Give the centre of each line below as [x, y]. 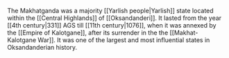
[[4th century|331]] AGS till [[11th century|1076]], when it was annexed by [112, 25]
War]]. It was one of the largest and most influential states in [124, 40]
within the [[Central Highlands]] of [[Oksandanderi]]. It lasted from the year [114, 18]
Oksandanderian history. [42, 47]
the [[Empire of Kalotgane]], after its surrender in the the [88, 32]
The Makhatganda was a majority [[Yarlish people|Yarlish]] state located [110, 11]
